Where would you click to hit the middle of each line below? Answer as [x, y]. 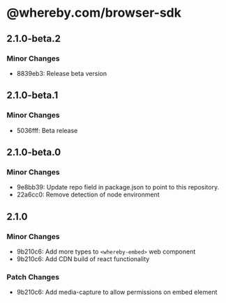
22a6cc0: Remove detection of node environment [88, 195]
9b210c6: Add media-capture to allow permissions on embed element [117, 292]
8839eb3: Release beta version [62, 73]
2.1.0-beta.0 [34, 152]
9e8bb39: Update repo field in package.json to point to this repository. [118, 187]
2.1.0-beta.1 [32, 95]
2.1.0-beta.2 [33, 39]
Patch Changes [33, 277]
